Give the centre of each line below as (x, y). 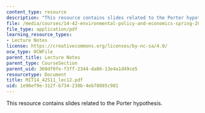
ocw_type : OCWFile (30, 52)
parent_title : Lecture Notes (43, 57)
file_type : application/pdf (42, 29)
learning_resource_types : (39, 35)
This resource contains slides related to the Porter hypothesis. (85, 103)
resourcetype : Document (37, 75)
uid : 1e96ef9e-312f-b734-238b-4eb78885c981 (63, 86)
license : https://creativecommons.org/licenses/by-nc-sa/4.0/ (87, 46)
